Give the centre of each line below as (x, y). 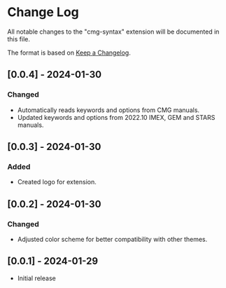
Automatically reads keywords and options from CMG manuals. (108, 110)
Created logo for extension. (57, 182)
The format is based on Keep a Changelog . (69, 53)
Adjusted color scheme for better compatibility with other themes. (112, 239)
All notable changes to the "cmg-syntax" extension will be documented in (113, 32)
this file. (19, 39)
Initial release (36, 278)
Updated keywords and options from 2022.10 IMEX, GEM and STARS (116, 117)
